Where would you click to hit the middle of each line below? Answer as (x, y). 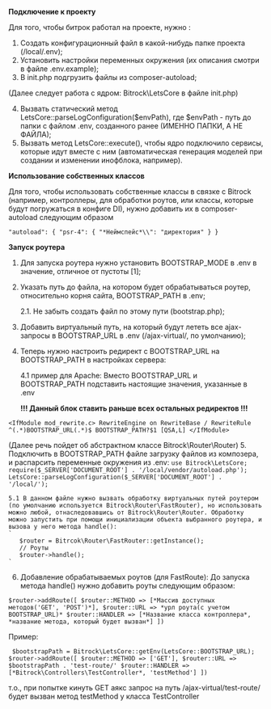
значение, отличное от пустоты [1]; (80, 271)
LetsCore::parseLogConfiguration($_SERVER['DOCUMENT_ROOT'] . (115, 477)
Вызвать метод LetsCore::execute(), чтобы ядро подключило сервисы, (142, 143)
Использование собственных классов (77, 176)
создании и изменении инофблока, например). (102, 160)
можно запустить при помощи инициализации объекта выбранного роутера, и (135, 520)
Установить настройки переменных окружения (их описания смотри (140, 60)
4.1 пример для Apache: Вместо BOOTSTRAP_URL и (109, 376)
